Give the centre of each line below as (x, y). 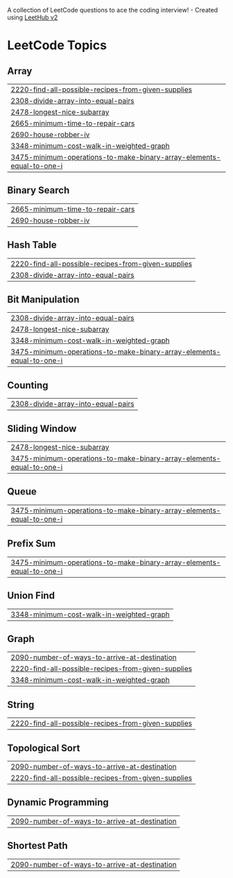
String (21, 704)
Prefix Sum (32, 544)
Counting (28, 385)
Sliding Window (42, 428)
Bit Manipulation (43, 300)
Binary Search (38, 190)
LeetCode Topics (57, 45)
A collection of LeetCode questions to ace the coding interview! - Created (113, 10)
